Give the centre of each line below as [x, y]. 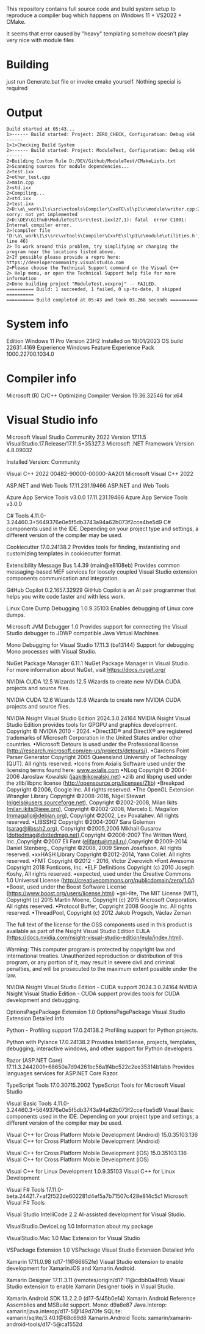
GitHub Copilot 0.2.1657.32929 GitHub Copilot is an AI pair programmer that [101, 590]
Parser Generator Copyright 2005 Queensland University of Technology [97, 757]
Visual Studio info [52, 420]
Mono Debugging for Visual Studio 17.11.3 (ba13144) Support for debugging [100, 645]
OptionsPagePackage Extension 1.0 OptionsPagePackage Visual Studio [96, 1012]
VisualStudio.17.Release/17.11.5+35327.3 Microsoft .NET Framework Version [100, 443]
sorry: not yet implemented [42, 214]
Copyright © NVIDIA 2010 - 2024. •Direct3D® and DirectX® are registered [99, 731]
